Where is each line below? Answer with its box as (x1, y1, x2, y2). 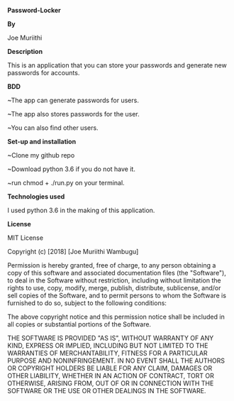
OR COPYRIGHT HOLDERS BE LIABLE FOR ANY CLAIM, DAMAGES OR (7, 364, 213, 372)
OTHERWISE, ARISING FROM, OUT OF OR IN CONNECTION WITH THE (7, 379, 214, 388)
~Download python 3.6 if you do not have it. (7, 165, 136, 173)
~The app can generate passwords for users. (7, 96, 140, 104)
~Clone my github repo (7, 151, 75, 159)
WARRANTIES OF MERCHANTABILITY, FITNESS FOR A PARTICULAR (7, 349, 208, 357)
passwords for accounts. (7, 69, 80, 77)
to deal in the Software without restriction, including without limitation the (7, 276, 221, 285)
